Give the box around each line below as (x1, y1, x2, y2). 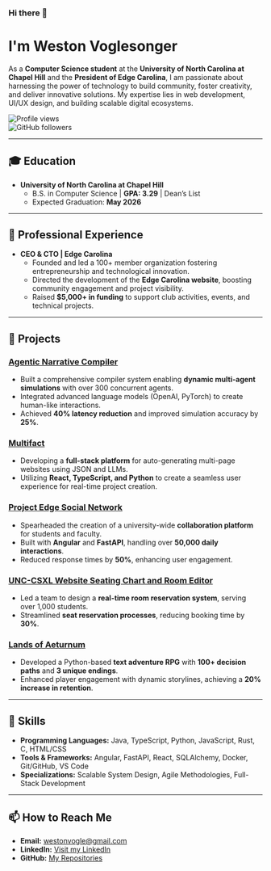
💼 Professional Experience (8, 228, 144, 242)
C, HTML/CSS (19, 744, 67, 754)
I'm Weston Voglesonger (8, 37, 178, 56)
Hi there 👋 (8, 7, 48, 19)
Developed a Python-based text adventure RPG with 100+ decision (19, 658, 247, 667)
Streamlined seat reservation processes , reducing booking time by (19, 610, 245, 621)
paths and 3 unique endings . (19, 666, 119, 675)
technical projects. (31, 301, 94, 310)
